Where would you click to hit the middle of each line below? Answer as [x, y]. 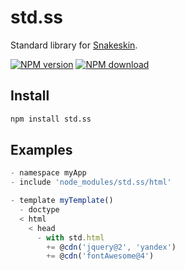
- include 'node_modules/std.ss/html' [91, 182]
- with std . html [70, 237]
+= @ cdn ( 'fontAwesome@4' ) [100, 256]
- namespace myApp [48, 173]
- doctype [39, 210]
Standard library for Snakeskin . [74, 45]
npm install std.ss [51, 119]
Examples [41, 150]
